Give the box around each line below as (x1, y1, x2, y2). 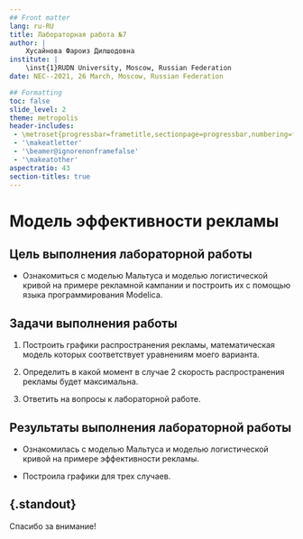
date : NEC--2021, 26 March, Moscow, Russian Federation (9, 72, 224, 81)
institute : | (9, 55, 59, 64)
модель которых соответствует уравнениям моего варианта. (22, 349, 260, 361)
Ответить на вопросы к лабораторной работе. (22, 394, 201, 405)
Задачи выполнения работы (9, 315, 178, 331)
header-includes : (9, 122, 75, 131)
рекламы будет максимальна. (22, 376, 139, 388)
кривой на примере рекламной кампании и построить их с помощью (22, 280, 291, 291)
